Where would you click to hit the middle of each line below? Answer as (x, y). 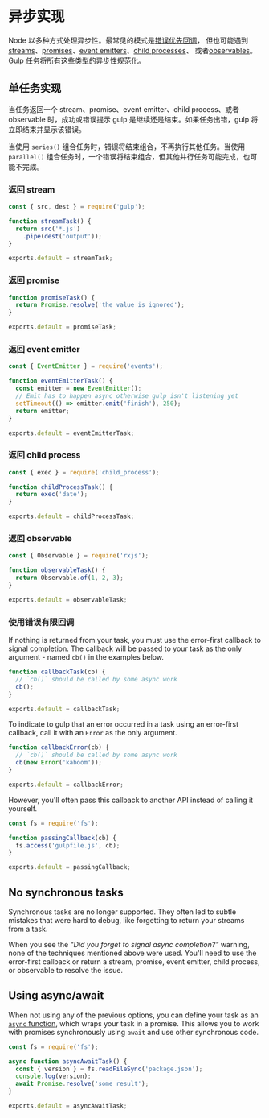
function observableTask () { (57, 570)
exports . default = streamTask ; (61, 259)
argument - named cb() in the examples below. (86, 657)
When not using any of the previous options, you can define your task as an (133, 1015)
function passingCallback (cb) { (62, 838)
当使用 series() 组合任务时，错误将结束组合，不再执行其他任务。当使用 (127, 147)
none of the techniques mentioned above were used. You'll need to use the (132, 953)
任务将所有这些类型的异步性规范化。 (86, 60)
